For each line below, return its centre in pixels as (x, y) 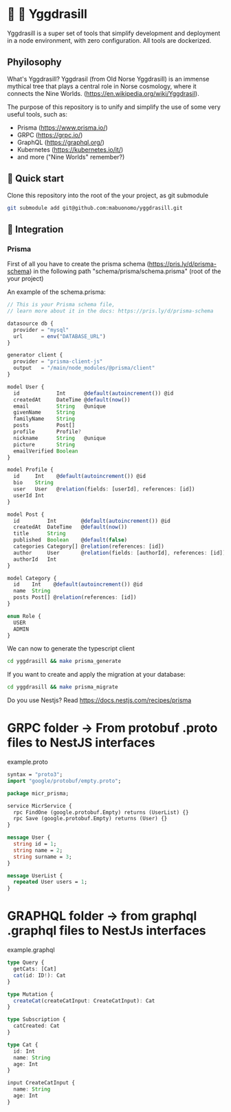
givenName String (44, 413)
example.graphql (31, 950)
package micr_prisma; (38, 793)
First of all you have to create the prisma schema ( (78, 264)
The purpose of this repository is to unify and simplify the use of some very (114, 107)
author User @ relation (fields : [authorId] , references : (110, 553)
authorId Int (35, 559)
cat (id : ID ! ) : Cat (40, 975)
